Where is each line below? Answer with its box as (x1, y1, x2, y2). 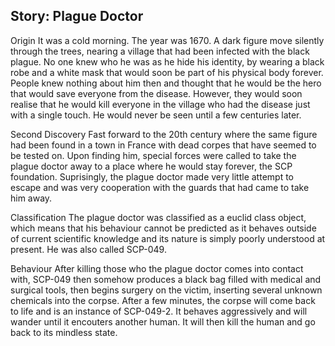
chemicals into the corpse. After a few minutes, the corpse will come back (10, 294, 316, 306)
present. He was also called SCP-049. (10, 243, 167, 255)
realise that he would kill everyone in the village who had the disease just (10, 98, 311, 110)
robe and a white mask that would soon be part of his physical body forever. (10, 66, 324, 78)
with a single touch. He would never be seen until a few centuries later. (10, 109, 302, 121)
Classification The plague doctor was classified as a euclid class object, (10, 211, 307, 223)
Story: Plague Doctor (10, 8, 144, 25)
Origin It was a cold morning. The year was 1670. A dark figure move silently (10, 34, 325, 46)
